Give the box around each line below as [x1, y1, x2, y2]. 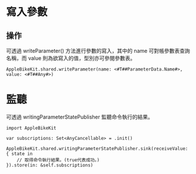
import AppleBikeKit [6, 125, 57, 131]
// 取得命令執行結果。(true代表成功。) [16, 157, 100, 163]
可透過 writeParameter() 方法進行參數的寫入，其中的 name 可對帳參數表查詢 [6, 48, 190, 54]
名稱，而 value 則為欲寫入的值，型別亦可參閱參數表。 [6, 55, 136, 62]
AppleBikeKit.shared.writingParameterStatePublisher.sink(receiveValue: [6, 145, 188, 152]
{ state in [6, 150, 33, 156]
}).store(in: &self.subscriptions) [6, 162, 94, 168]
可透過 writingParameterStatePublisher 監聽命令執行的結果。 [6, 113, 153, 121]
